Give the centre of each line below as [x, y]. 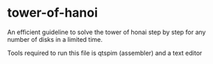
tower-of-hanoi [53, 13]
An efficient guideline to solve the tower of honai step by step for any [106, 32]
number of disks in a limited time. [55, 39]
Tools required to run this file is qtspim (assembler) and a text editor [105, 53]
